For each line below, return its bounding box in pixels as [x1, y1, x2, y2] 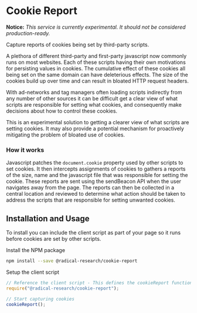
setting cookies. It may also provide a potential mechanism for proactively [6, 125, 185, 132]
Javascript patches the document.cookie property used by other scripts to [6, 159, 184, 166]
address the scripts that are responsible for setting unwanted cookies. [6, 196, 176, 203]
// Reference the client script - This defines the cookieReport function [6, 280, 193, 285]
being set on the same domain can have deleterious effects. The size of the [6, 71, 189, 78]
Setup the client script [6, 268, 60, 275]
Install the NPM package [6, 247, 66, 254]
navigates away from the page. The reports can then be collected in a [6, 184, 175, 191]
